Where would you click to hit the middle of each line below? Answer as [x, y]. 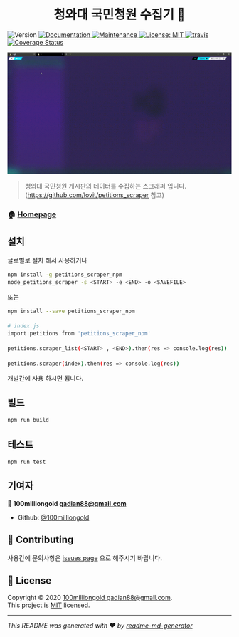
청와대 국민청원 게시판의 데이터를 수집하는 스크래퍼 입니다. [106, 186]
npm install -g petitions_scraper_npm [65, 275]
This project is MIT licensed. [49, 605]
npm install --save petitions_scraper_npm [71, 311]
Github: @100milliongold [53, 517]
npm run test [27, 462]
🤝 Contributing [41, 540]
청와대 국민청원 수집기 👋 [119, 15]
